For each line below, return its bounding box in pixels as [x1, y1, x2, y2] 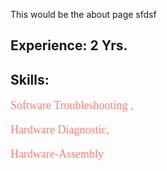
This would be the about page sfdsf [10, 9, 157, 20]
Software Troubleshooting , [10, 98, 134, 112]
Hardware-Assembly [10, 147, 104, 161]
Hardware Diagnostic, [10, 122, 110, 136]
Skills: [10, 71, 50, 88]
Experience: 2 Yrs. [10, 37, 128, 54]
